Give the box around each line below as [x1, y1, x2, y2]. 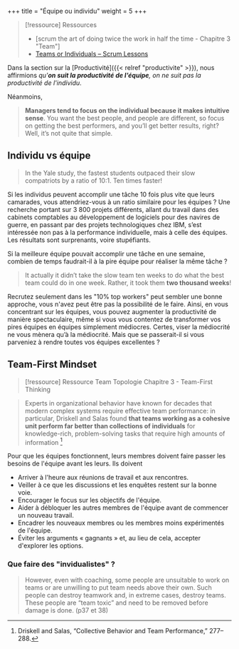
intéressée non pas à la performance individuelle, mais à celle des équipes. [7, 228, 228, 236]
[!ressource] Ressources [24, 21, 97, 29]
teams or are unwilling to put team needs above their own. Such [24, 583, 212, 592]
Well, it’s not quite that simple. [24, 129, 113, 137]
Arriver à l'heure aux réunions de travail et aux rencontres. [17, 473, 189, 482]
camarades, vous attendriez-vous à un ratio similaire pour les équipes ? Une [7, 197, 231, 206]
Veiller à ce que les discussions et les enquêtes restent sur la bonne [17, 481, 217, 489]
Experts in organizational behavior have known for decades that [24, 398, 212, 407]
